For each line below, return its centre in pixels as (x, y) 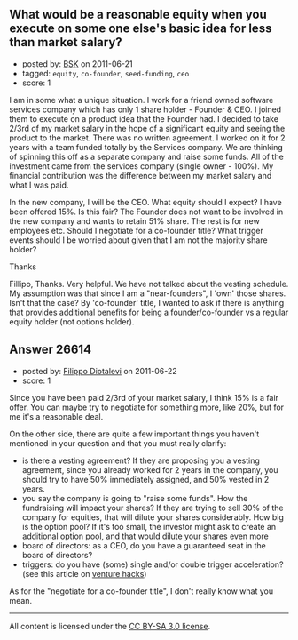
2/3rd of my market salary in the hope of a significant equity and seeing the (147, 128)
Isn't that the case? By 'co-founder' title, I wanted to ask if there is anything (147, 302)
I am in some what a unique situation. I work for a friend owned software (141, 100)
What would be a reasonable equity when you (138, 15)
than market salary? (66, 42)
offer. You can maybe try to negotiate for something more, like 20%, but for (147, 407)
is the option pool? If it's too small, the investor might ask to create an (149, 526)
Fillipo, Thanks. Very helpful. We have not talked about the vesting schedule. (149, 284)
